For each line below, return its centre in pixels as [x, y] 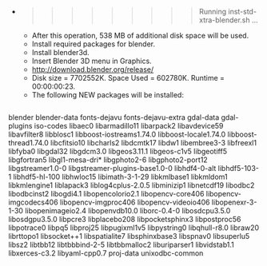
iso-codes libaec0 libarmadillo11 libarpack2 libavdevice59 [129, 126]
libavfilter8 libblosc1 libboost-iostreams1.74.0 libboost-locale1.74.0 [117, 134]
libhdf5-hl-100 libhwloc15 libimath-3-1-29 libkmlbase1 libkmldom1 [120, 177]
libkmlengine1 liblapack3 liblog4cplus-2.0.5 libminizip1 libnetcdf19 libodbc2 [132, 185]
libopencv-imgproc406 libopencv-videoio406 [135, 202]
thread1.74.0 [29, 143]
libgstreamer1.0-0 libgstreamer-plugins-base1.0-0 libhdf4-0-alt [112, 168]
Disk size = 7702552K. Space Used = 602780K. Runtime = [128, 78]
